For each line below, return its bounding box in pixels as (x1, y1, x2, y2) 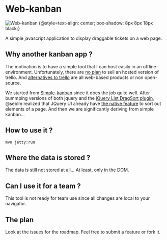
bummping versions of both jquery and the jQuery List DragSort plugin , (5, 95, 154, 101)
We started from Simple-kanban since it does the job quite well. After (5, 90, 150, 96)
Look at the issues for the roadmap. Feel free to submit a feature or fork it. (5, 229, 161, 235)
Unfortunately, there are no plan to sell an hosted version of (34, 69, 159, 75)
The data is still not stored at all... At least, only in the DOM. (5, 167, 129, 173)
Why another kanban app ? (5, 50, 93, 59)
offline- (143, 63, 159, 69)
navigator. (5, 201, 26, 207)
